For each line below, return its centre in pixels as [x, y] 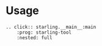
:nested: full [35, 37]
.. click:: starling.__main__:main [51, 27]
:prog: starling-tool [44, 32]
